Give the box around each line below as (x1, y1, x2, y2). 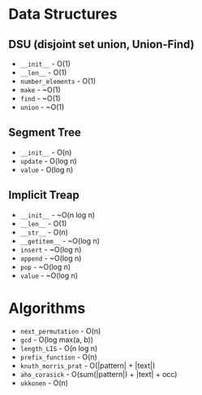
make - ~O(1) (19, 85, 61, 94)
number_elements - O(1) (19, 77, 97, 86)
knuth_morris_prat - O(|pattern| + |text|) (19, 360, 156, 371)
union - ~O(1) (19, 103, 65, 112)
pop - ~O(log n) (19, 261, 71, 271)
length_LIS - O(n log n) (19, 343, 98, 353)
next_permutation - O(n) (19, 326, 101, 336)
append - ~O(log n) (19, 253, 82, 263)
